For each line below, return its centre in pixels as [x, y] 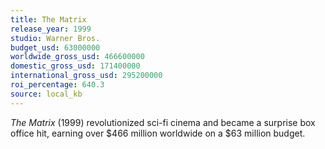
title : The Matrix [48, 19]
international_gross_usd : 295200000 [86, 76]
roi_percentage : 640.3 [57, 85]
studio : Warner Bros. [55, 38]
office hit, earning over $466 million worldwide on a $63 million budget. [158, 133]
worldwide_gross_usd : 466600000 [77, 57]
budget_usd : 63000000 [55, 47]
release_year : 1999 [51, 29]
